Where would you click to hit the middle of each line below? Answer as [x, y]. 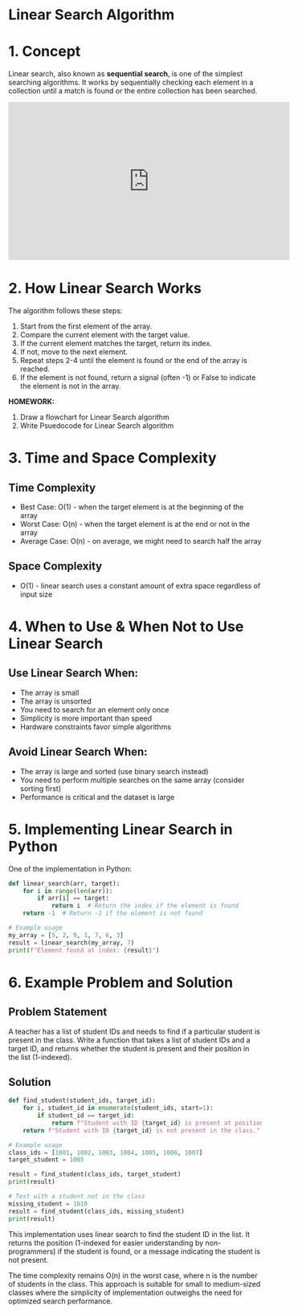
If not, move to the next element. [74, 352]
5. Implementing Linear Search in [120, 829]
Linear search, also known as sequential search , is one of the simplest [126, 74]
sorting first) [41, 788]
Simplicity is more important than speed [86, 718]
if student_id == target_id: [86, 1116]
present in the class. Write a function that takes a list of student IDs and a [129, 1040]
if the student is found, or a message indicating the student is [159, 1251]
